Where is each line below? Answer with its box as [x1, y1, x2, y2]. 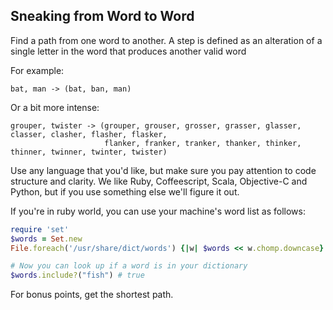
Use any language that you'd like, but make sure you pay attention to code [10, 164, 317, 176]
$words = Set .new [10, 234, 83, 244]
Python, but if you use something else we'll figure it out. [10, 185, 240, 198]
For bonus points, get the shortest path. [10, 289, 174, 301]
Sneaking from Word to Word [10, 8, 195, 25]
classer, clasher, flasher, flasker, [10, 129, 168, 139]
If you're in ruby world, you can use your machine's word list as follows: [10, 205, 306, 217]
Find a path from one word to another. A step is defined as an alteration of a [10, 34, 323, 46]
